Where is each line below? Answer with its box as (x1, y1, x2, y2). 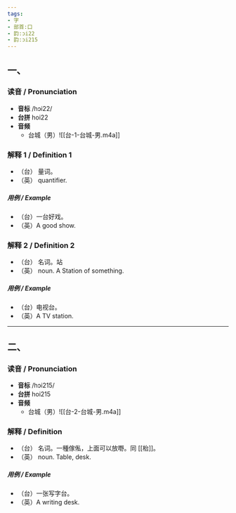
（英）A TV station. (17, 312, 74, 320)
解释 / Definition (7, 427, 63, 436)
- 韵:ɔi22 (7, 30, 35, 37)
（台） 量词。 (17, 167, 57, 176)
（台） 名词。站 (17, 258, 63, 266)
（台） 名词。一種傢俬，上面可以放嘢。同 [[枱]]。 (17, 444, 160, 453)
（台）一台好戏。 (17, 212, 67, 221)
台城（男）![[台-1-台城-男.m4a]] (27, 131, 121, 139)
